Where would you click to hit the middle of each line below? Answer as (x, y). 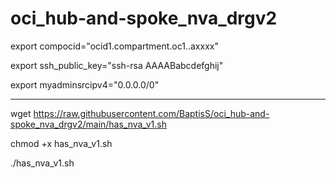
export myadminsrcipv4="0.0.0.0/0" (85, 84)
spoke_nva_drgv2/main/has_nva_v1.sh (88, 124)
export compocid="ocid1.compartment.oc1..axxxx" (114, 46)
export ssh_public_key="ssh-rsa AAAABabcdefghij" (117, 65)
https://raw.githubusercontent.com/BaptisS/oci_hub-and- (151, 113)
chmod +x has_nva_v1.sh (61, 143)
